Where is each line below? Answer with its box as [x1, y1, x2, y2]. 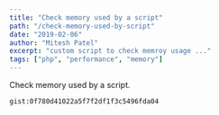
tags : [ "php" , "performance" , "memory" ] [9, 55, 164, 64]
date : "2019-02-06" [9, 30, 83, 39]
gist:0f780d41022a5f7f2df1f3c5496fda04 [9, 97, 160, 106]
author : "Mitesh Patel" [9, 38, 99, 48]
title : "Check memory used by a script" [9, 13, 164, 22]
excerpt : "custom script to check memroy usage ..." [9, 47, 212, 56]
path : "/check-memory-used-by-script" [9, 22, 155, 31]
